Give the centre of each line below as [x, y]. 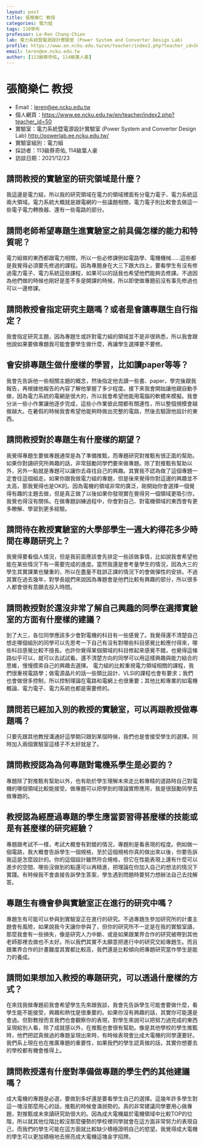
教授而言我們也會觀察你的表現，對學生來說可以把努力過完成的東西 [115, 1020]
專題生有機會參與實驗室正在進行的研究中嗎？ [90, 903]
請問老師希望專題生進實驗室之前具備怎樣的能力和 [98, 230]
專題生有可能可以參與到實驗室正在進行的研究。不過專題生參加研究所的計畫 [99, 919]
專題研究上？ [46, 541]
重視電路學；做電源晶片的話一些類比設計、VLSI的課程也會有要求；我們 [105, 673]
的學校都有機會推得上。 [36, 1051]
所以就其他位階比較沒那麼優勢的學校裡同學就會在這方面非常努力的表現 [104, 1122]
